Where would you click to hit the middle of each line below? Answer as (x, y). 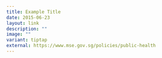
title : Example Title (34, 12)
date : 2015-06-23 (28, 18)
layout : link (23, 23)
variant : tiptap (27, 40)
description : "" (27, 29)
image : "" (19, 34)
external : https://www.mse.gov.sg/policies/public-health (81, 46)
